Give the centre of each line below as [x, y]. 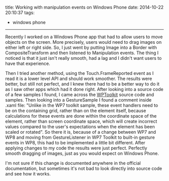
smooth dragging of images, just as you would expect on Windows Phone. [82, 153]
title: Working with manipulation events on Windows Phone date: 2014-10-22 [84, 7]
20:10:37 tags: [20, 13]
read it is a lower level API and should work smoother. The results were [79, 78]
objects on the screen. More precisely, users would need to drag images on [83, 42]
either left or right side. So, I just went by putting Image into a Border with [81, 48]
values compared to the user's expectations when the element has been [80, 127]
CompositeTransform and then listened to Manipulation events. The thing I [82, 53]
